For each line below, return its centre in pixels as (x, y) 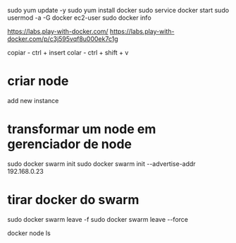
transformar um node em (82, 129)
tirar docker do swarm (73, 200)
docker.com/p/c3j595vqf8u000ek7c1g (63, 39)
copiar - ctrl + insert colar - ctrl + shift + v (68, 53)
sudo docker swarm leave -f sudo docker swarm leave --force (98, 219)
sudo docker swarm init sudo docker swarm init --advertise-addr (101, 164)
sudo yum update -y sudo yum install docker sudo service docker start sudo (118, 10)
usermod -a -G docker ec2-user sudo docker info (79, 18)
